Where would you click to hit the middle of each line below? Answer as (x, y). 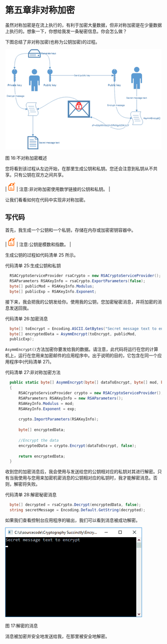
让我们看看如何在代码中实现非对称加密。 (46, 200)
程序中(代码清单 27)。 (32, 362)
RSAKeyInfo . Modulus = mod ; (46, 403)
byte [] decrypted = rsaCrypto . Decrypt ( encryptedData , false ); (75, 505)
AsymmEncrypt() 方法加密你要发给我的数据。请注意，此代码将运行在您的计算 (82, 349)
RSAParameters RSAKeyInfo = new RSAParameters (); (71, 398)
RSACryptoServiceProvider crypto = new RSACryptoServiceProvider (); (91, 393)
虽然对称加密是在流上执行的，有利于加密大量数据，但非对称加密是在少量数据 (83, 25)
